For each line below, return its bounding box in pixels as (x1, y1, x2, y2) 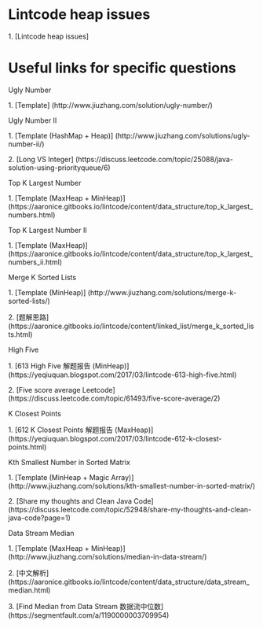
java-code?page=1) (8, 513, 71, 523)
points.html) (8, 442, 47, 452)
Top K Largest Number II (8, 225, 88, 235)
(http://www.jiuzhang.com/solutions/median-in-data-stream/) (8, 552, 207, 561)
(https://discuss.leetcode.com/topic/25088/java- (75, 154, 234, 164)
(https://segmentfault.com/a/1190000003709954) (8, 610, 170, 619)
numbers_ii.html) (8, 257, 63, 267)
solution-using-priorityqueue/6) (8, 163, 111, 172)
